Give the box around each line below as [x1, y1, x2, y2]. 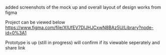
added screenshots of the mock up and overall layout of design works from [5, 4, 161, 10]
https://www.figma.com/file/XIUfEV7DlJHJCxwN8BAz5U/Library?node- [5, 24, 154, 30]
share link [5, 45, 26, 50]
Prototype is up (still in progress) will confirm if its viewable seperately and [5, 39, 160, 45]
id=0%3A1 [5, 30, 27, 35]
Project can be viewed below [5, 19, 65, 25]
